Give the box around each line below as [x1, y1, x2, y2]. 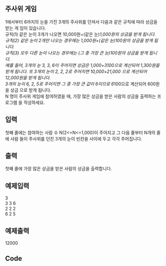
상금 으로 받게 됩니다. [10, 87, 52, 93]
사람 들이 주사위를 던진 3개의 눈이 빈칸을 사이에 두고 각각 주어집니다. [10, 135, 143, 141]
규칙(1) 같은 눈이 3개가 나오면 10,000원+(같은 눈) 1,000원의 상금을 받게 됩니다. [5, 31, 156, 37]
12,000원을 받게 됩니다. [5, 74, 51, 80]
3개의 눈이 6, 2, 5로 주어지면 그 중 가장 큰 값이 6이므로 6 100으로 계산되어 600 [5, 81, 156, 87]
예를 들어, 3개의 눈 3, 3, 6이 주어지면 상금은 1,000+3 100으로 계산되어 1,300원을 [5, 62, 160, 68]
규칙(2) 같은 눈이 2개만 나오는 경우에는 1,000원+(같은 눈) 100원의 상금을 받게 [5, 37, 153, 43]
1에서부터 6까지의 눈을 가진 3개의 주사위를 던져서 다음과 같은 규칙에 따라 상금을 [5, 19, 158, 25]
